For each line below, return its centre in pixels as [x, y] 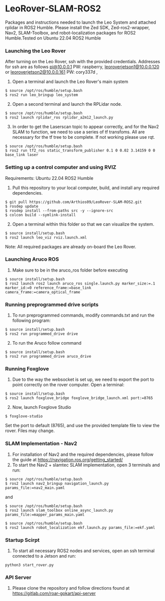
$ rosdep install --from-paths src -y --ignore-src [59, 210]
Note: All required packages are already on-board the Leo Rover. [71, 246]
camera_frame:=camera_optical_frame [43, 292]
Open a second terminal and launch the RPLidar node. [67, 104]
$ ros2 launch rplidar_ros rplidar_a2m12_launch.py [59, 118]
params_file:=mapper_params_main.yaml [45, 515]
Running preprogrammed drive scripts [52, 304]
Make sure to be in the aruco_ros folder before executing [70, 270]
